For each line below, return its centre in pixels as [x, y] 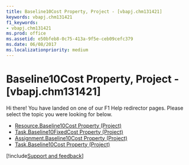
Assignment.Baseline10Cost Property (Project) [71, 138]
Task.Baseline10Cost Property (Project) [62, 144]
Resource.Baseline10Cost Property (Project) [68, 126]
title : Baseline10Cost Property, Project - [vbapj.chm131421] [84, 11]
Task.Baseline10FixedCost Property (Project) [69, 132]
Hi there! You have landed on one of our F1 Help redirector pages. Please [95, 108]
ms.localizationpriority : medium [47, 50]
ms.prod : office [26, 34]
